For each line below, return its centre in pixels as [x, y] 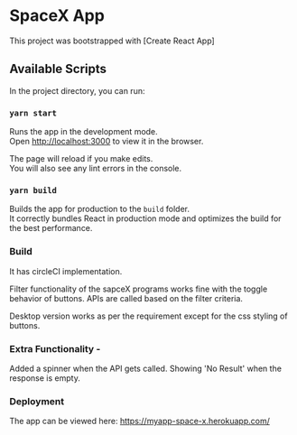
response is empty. [45, 378]
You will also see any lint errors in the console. [96, 169]
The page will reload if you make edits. [81, 159]
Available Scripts [58, 69]
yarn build [33, 190]
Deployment [37, 401]
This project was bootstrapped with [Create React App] [112, 41]
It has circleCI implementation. [66, 271]
